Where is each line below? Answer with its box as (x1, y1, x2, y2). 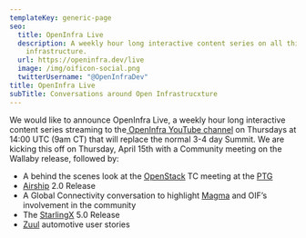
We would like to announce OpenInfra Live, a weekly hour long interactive (9, 114, 286, 125)
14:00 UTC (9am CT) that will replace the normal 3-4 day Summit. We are (9, 134, 285, 144)
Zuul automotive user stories (22, 219, 130, 230)
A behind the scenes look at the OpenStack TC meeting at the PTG (22, 170, 273, 182)
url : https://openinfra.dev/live (17, 55, 145, 64)
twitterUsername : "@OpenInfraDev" (17, 73, 148, 82)
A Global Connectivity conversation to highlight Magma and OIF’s (22, 190, 268, 201)
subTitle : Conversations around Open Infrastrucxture (9, 89, 219, 98)
